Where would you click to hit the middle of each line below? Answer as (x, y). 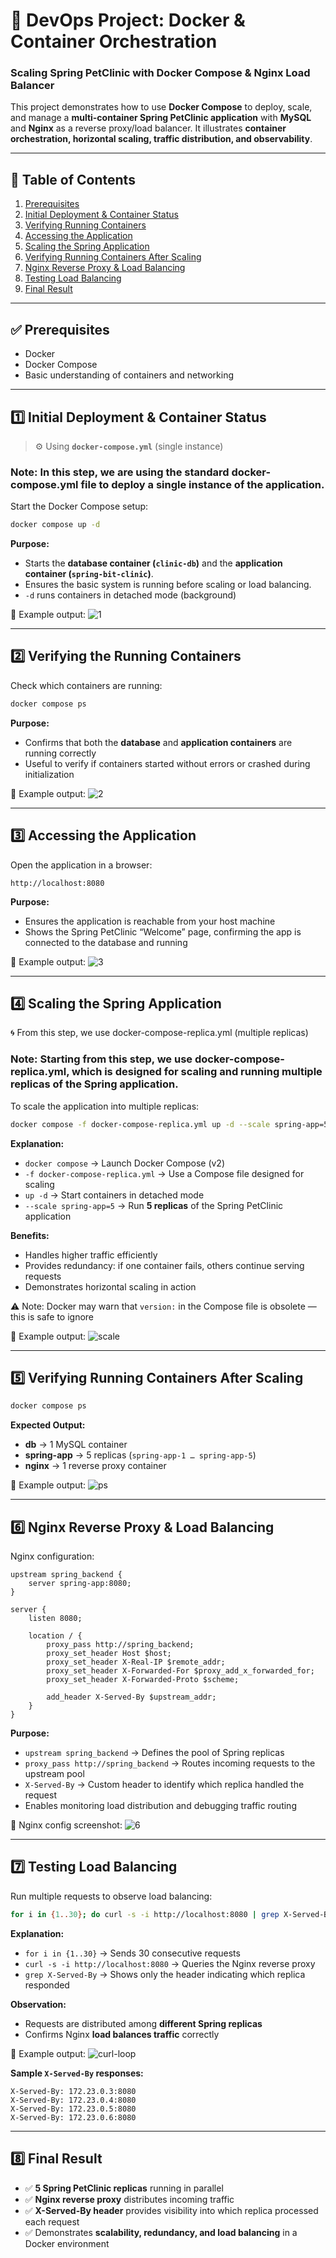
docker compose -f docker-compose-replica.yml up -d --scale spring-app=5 (169, 1124)
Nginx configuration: (52, 1556)
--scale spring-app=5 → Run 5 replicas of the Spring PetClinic (154, 1205)
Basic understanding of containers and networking (129, 375)
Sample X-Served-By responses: (77, 2073)
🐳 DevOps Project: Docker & (128, 20)
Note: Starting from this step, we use (101, 1059)
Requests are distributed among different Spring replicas (143, 2023)
